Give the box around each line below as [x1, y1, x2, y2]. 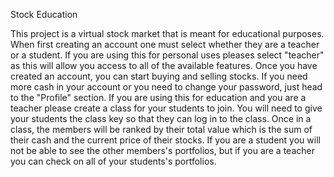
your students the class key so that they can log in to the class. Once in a [10, 113, 312, 124]
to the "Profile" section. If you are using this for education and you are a [10, 92, 307, 103]
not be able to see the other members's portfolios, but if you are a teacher [10, 145, 315, 156]
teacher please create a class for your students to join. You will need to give [10, 102, 323, 114]
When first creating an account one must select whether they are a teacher [10, 39, 320, 50]
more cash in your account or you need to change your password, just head [10, 81, 323, 93]
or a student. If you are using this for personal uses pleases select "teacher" [10, 49, 325, 61]
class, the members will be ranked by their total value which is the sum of [10, 124, 313, 135]
